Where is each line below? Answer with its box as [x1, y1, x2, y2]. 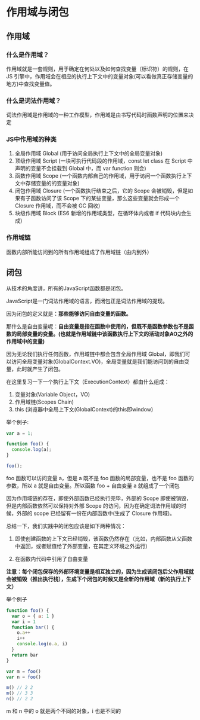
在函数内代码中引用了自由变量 [14, 555, 88, 562]
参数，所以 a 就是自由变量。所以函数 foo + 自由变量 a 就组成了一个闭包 [6, 482, 180, 489]
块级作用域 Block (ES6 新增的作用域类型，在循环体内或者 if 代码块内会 [14, 210, 186, 217]
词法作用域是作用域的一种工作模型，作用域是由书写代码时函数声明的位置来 [6, 111, 189, 118]
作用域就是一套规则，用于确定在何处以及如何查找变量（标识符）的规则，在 [6, 65, 189, 72]
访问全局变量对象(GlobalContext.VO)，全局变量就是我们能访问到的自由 [11, 358, 185, 365]
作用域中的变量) [6, 337, 45, 344]
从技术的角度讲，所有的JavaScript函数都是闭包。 [6, 285, 127, 292]
